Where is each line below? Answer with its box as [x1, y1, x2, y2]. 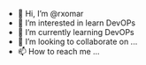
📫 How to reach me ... [17, 47, 100, 56]
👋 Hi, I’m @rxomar [17, 9, 84, 18]
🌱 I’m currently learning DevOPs [17, 27, 134, 37]
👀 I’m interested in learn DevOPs [17, 18, 135, 28]
